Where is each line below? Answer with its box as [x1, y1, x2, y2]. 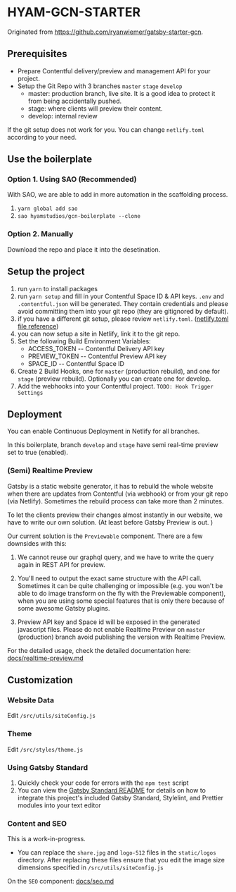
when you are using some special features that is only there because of [17, 597, 225, 605]
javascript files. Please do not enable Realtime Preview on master [17, 625, 206, 633]
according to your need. [7, 133, 77, 141]
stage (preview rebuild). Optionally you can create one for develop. [17, 374, 211, 383]
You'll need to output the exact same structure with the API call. [17, 574, 202, 582]
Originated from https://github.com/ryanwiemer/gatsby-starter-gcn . [7, 28, 204, 36]
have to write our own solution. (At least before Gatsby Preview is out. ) [7, 518, 214, 526]
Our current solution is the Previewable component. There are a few [7, 532, 203, 540]
